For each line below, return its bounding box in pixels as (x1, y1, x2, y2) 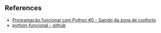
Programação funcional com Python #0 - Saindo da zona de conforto (12, 17, 156, 23)
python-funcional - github (12, 22, 66, 28)
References (5, 4, 42, 12)
